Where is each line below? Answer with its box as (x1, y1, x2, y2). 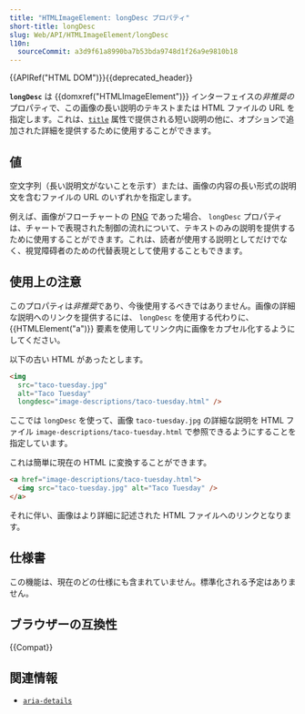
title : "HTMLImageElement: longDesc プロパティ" (9, 13, 190, 23)
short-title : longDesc (9, 22, 96, 31)
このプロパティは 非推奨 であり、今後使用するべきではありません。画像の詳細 (9, 300, 296, 311)
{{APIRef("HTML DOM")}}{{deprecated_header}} (9, 72, 193, 83)
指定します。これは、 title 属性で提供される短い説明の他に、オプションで (9, 114, 287, 125)
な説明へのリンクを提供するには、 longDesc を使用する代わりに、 (9, 311, 254, 322)
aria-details (22, 697, 73, 706)
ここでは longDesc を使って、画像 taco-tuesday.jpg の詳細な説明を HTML (9, 415, 285, 426)
